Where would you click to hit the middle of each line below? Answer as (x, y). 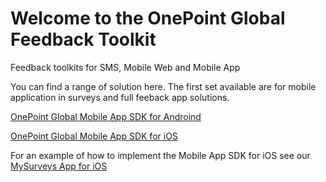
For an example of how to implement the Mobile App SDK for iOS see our (160, 155)
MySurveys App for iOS (59, 166)
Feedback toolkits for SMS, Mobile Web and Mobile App (125, 67)
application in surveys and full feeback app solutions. (120, 97)
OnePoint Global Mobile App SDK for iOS (94, 136)
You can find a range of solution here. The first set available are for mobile (163, 86)
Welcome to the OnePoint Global (148, 18)
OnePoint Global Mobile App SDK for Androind (106, 116)
